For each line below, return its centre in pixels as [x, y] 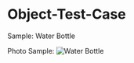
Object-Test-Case [67, 14]
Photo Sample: [31, 51]
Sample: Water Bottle [42, 36]
